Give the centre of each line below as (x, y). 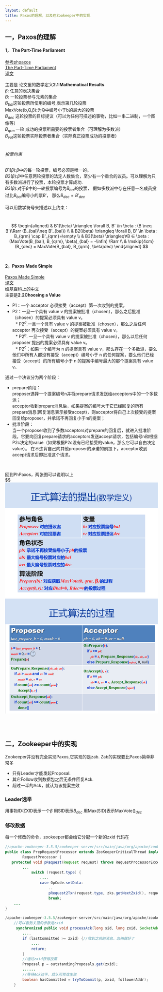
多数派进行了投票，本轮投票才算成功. (46, 182)
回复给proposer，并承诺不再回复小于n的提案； (58, 418)
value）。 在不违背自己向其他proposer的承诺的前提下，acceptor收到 (80, 449)
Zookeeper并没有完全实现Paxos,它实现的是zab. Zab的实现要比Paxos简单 (78, 756)
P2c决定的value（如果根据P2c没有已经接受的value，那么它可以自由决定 (84, 443)
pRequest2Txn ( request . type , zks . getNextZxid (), (97, 893)
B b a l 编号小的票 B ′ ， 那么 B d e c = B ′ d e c (49, 196)
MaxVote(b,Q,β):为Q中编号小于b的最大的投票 (50, 110)
